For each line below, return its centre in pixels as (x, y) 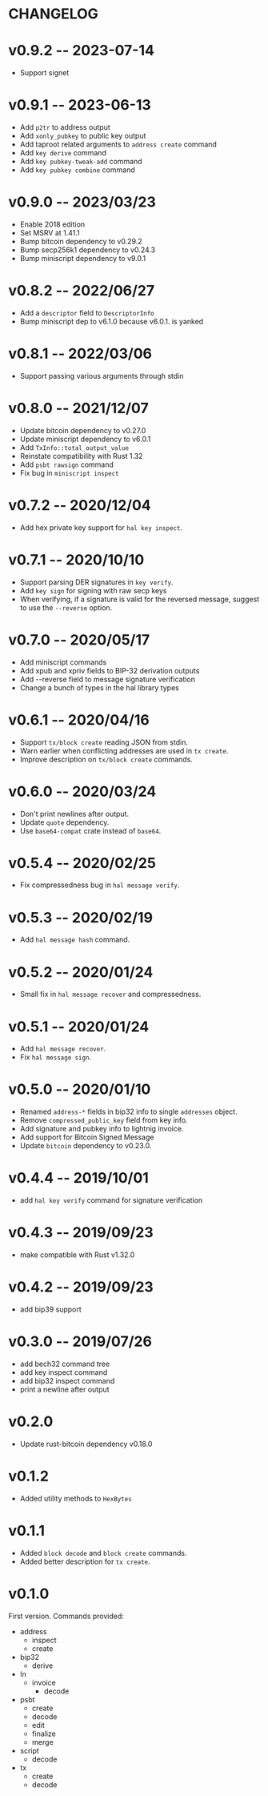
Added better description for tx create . (85, 1561)
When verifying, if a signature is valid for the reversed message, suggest (140, 599)
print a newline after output (64, 1389)
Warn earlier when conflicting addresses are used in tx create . (124, 750)
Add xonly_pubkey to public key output (83, 136)
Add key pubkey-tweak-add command (81, 162)
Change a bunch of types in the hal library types (100, 687)
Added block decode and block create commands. (103, 1553)
